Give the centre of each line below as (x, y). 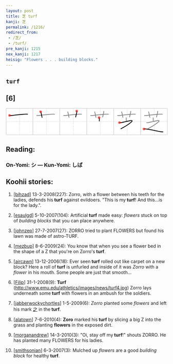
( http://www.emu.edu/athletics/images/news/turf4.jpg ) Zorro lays (82, 288)
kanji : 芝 (16, 22)
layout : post (20, 11)
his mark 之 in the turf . (37, 309)
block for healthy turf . (36, 356)
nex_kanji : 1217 (23, 54)
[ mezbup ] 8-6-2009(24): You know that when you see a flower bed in (87, 246)
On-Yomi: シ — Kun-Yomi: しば (44, 165)
